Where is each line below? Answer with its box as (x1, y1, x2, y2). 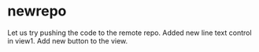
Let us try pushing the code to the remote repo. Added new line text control (7, 28, 253, 37)
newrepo (7, 2, 67, 20)
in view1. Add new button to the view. (7, 36, 128, 45)
